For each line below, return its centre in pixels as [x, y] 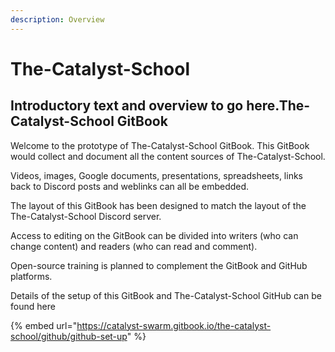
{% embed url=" [44, 325]
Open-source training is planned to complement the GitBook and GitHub [159, 265]
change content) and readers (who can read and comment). [134, 246]
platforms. [31, 276]
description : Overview [57, 19]
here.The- [278, 106]
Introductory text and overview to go [127, 106]
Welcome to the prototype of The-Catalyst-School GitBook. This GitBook [160, 145]
